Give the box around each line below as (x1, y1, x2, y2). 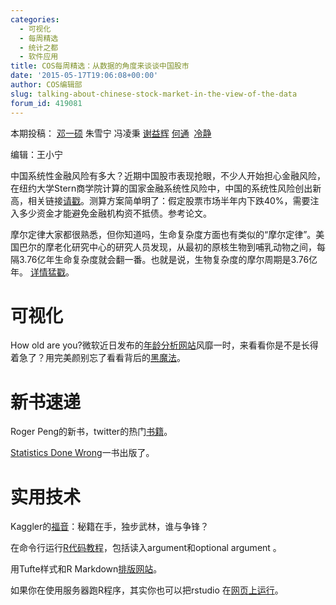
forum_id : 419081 (10, 98, 83, 108)
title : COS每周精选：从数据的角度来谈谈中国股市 (10, 61, 190, 71)
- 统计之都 (19, 42, 59, 53)
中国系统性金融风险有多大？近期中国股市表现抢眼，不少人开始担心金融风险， (10, 169, 326, 181)
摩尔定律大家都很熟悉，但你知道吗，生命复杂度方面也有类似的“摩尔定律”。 (10, 228, 317, 240)
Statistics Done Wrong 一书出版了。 (10, 447, 155, 459)
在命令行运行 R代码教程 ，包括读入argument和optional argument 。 (10, 542, 282, 554)
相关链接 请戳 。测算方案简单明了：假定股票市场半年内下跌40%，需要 (27, 194, 311, 206)
